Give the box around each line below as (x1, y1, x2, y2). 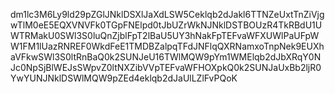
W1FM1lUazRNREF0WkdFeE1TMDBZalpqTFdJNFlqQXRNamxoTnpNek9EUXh (10, 40, 325, 52)
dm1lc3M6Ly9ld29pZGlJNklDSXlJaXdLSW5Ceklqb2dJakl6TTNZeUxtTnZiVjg (10, 9, 325, 20)
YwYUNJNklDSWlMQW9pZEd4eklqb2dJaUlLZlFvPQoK (10, 72, 238, 84)
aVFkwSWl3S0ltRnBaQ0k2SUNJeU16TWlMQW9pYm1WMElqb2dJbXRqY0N (10, 51, 322, 63)
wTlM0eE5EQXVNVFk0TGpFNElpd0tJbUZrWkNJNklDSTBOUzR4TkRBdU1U (10, 19, 323, 31)
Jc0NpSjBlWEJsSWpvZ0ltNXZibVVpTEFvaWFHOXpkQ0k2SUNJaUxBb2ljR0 (10, 62, 322, 73)
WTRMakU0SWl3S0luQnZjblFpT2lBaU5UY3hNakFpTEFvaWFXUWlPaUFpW (10, 30, 320, 41)
